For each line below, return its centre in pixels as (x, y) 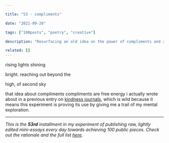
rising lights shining (25, 65)
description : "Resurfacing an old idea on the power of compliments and (83, 41)
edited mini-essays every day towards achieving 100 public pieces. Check (82, 130)
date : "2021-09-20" (26, 23)
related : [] (18, 51)
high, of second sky (26, 84)
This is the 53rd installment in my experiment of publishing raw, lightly (78, 124)
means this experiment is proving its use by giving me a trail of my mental (81, 105)
